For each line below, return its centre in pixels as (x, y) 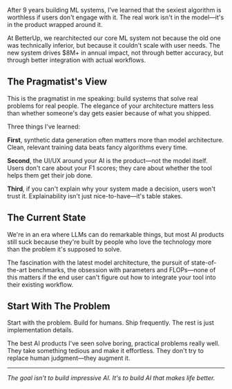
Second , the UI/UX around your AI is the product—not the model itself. (108, 160)
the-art (17, 269)
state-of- (204, 263)
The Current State (47, 218)
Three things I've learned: (44, 126)
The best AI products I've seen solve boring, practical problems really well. (113, 343)
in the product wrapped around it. (55, 25)
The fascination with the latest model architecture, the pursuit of (98, 263)
